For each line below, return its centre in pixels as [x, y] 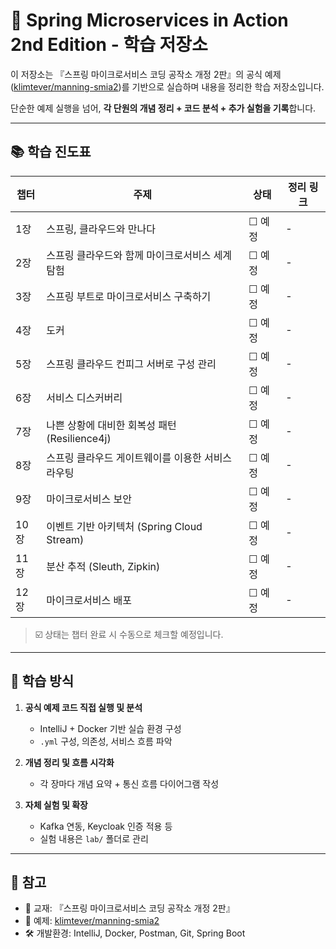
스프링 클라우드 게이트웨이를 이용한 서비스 [139, 457]
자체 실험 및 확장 [56, 805]
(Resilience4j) [79, 438]
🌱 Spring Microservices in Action [149, 20]
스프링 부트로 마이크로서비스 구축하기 [129, 296]
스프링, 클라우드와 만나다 [101, 229]
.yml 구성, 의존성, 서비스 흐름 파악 [106, 741]
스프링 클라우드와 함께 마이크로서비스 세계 [139, 255]
